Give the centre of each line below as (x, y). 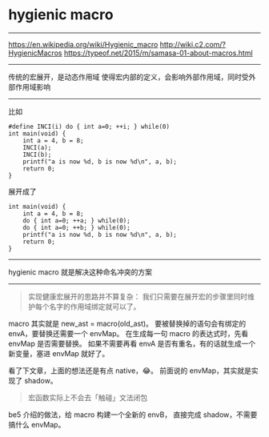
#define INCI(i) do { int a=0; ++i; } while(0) (89, 126)
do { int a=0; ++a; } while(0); (76, 221)
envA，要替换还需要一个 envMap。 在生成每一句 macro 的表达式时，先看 (128, 333)
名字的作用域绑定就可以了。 (95, 307)
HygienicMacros (35, 53)
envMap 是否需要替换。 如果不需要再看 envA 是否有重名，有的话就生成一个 (132, 343)
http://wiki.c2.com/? (193, 44)
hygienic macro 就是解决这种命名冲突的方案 (80, 272)
